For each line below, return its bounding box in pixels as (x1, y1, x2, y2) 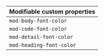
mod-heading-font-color (9, 42, 77, 48)
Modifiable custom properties (9, 8, 96, 15)
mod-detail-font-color (9, 34, 73, 40)
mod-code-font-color (9, 26, 67, 32)
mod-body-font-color (9, 18, 67, 24)
